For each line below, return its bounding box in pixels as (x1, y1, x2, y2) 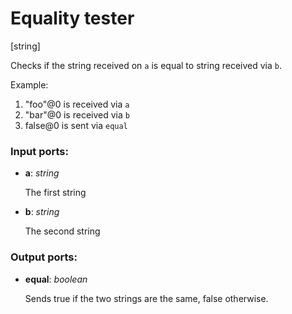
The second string (24, 225, 101, 237)
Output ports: (10, 250, 78, 264)
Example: (10, 78, 49, 91)
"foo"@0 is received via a (24, 98, 130, 110)
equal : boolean (24, 273, 88, 285)
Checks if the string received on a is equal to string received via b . (10, 59, 282, 71)
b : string (24, 206, 60, 218)
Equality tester (10, 7, 135, 30)
